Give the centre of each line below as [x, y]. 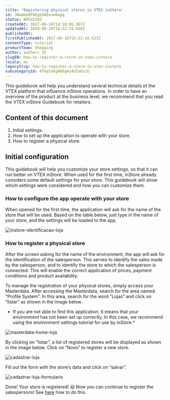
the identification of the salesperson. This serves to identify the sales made [84, 260]
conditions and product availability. [42, 276]
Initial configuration [37, 157]
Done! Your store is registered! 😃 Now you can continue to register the [79, 387]
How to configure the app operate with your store [67, 198]
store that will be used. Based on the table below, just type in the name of [82, 215]
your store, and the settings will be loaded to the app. [61, 220]
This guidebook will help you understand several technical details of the [80, 86]
